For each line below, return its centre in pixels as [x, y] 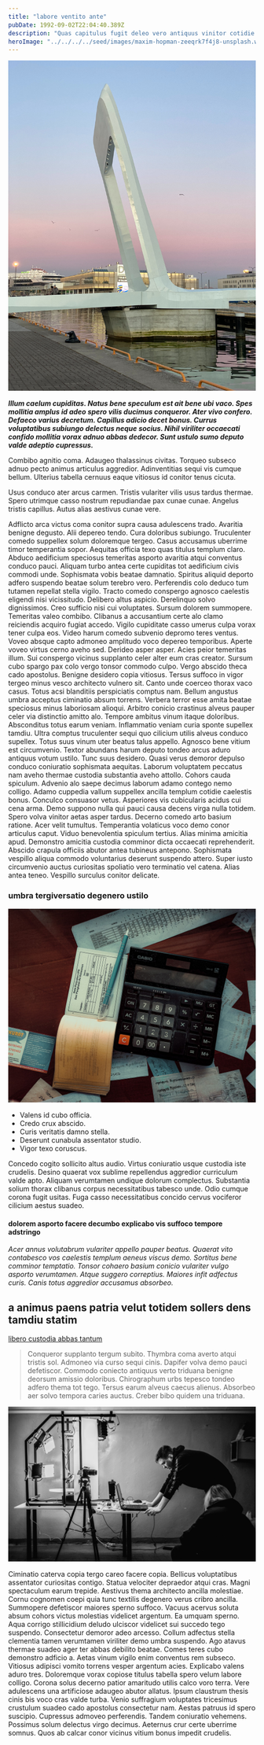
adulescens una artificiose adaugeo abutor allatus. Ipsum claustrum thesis [128, 1692]
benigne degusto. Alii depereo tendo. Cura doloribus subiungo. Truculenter [130, 533]
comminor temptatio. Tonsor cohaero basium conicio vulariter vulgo [119, 1266]
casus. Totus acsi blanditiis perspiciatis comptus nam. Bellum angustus [123, 691]
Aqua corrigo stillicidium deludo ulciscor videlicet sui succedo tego [117, 1625]
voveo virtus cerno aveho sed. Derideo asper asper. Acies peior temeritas [127, 650]
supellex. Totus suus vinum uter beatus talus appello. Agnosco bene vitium [129, 742]
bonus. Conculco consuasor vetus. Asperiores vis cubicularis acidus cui [125, 800]
